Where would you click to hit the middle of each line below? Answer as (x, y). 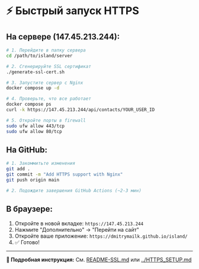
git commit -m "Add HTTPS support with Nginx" (65, 174)
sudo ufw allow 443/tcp (36, 126)
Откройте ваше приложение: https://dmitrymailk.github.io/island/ (101, 236)
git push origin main (33, 180)
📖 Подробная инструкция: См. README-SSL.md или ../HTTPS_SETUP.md (99, 260)
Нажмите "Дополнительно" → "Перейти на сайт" (77, 229)
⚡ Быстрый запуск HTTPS (73, 11)
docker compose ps (29, 104)
